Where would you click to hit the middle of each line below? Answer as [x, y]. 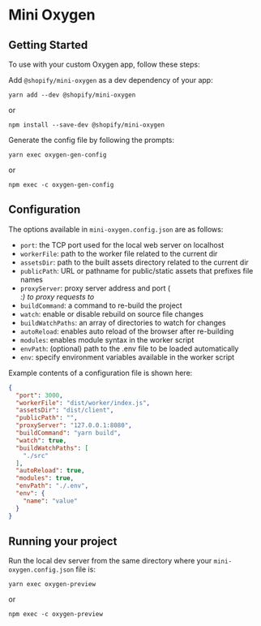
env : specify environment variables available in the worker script [127, 357]
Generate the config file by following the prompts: [91, 140]
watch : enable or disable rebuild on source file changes [112, 313]
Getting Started [48, 45]
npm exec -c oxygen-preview [56, 615]
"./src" [36, 455]
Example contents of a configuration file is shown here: [101, 373]
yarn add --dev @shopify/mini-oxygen [72, 95]
